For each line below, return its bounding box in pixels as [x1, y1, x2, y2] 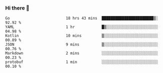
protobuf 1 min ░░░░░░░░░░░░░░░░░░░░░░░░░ [5, 59, 158, 64]
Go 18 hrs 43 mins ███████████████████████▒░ [5, 16, 158, 21]
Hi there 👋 [5, 4, 30, 11]
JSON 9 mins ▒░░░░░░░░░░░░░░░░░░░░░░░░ [5, 42, 158, 47]
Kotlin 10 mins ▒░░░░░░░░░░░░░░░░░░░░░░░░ [5, 33, 158, 38]
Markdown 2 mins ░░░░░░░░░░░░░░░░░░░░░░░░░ [5, 51, 158, 56]
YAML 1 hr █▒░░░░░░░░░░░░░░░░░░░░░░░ [5, 24, 158, 29]
